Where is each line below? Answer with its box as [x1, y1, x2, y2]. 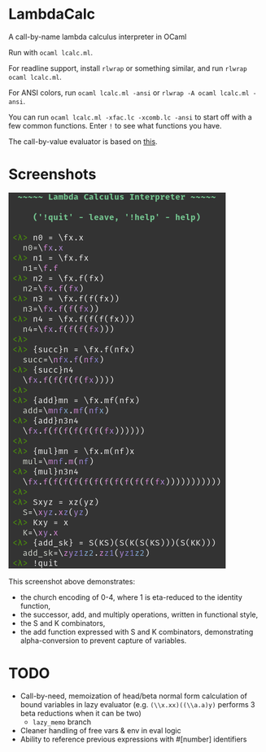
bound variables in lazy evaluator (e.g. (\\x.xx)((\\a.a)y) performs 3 [20, 699, 255, 709]
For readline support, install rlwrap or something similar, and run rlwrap [8, 63, 247, 73]
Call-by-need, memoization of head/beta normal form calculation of [20, 691, 248, 701]
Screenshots [8, 165, 97, 184]
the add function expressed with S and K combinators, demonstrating [20, 627, 254, 636]
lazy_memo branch [32, 717, 92, 727]
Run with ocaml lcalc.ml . [8, 47, 94, 57]
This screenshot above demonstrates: [8, 576, 136, 586]
